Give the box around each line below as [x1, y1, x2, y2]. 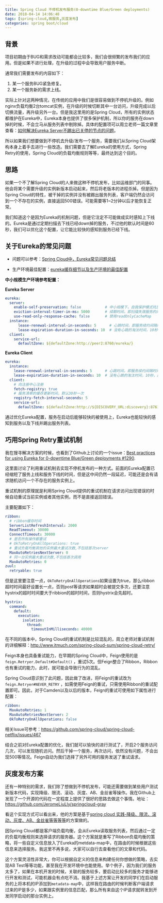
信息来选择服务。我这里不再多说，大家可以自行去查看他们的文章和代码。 [5, 846, 149, 852]
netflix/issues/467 [5, 731, 41, 737]
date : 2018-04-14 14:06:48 [5, 12, 60, 17]
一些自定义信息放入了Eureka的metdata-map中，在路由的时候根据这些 [17, 840, 157, 845]
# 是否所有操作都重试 [9, 537, 47, 541]
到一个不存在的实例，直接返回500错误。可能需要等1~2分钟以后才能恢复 [5, 198, 147, 204]
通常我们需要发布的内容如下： [5, 70, 65, 76]
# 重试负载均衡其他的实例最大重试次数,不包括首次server [9, 545, 109, 551]
